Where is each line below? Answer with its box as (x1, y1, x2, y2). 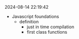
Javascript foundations (11, 14, 59, 19)
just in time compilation (26, 24, 75, 30)
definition (19, 19, 39, 24)
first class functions (26, 29, 68, 35)
